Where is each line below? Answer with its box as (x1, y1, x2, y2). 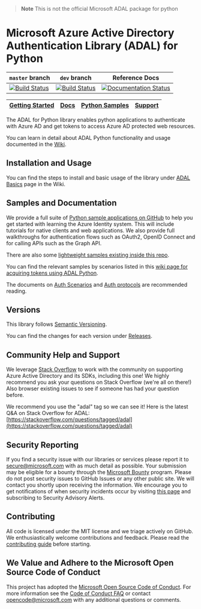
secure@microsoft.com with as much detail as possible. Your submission (6, 462, 187, 469)
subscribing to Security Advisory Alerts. (6, 494, 105, 501)
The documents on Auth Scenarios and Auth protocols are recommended (6, 281, 188, 288)
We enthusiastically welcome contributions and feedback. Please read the (6, 534, 190, 541)
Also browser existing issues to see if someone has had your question (6, 385, 179, 392)
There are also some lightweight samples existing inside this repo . (6, 251, 170, 258)
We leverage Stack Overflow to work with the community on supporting (6, 366, 183, 373)
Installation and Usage (6, 158, 92, 168)
